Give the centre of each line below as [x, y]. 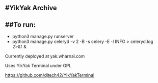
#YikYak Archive [31, 8]
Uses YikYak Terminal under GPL [38, 66]
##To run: [20, 25]
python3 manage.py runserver [43, 37]
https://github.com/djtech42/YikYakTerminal [50, 75]
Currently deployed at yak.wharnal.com [45, 56]
